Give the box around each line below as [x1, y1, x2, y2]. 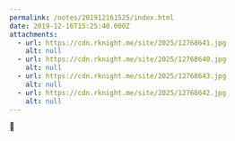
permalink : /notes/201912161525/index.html [9, 13, 175, 22]
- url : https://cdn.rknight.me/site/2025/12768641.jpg [17, 38, 227, 48]
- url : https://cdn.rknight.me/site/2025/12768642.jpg [17, 88, 227, 97]
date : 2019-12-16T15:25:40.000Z [9, 22, 130, 31]
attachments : [9, 30, 58, 39]
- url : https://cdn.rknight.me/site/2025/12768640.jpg [17, 55, 227, 64]
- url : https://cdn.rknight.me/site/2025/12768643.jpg [17, 72, 227, 81]
